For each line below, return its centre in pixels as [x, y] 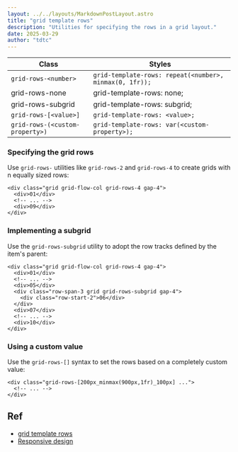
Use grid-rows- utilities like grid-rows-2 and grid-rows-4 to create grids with [119, 168]
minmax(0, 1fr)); [122, 83]
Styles [160, 64]
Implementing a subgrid [49, 231]
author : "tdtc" [30, 40]
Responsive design [45, 441]
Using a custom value [45, 346]
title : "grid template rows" [50, 21]
